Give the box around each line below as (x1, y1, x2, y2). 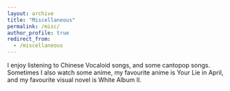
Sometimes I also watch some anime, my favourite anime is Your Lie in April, (7, 68, 224, 77)
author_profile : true (7, 29, 70, 37)
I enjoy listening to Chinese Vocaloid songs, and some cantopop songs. (7, 61, 211, 69)
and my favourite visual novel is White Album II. (7, 76, 142, 83)
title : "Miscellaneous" (7, 17, 76, 23)
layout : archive (7, 10, 54, 17)
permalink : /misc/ (7, 23, 60, 30)
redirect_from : (7, 36, 51, 43)
